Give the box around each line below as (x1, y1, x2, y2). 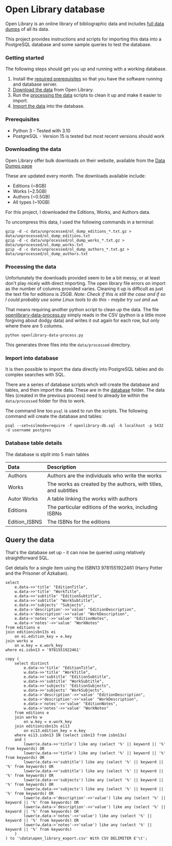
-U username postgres (5, 428, 52, 433)
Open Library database (5, 4, 105, 15)
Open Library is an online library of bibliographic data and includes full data (5, 21, 164, 27)
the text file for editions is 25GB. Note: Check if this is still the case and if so (5, 291, 166, 297)
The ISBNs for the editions (47, 518, 111, 525)
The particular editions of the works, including (47, 503, 158, 511)
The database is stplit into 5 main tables (5, 451, 90, 457)
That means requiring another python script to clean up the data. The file (5, 307, 159, 313)
